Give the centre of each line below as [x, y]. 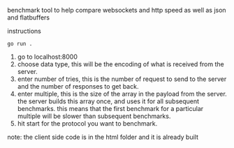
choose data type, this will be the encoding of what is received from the [121, 64]
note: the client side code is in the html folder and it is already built [103, 137]
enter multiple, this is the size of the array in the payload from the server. [122, 94]
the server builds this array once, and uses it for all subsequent [108, 101]
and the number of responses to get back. [78, 86]
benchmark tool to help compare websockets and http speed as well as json [117, 10]
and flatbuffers [29, 17]
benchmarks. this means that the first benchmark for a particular [110, 109]
